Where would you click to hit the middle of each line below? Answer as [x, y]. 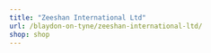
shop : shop [30, 34]
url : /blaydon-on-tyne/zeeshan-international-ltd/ [106, 26]
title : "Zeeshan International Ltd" [78, 18]
